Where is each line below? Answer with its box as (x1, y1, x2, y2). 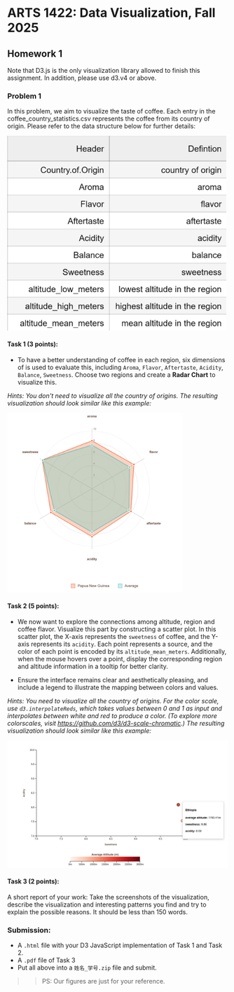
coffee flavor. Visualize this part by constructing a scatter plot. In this (17, 625, 216, 633)
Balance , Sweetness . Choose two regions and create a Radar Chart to (17, 371, 216, 379)
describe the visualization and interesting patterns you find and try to (7, 900, 207, 909)
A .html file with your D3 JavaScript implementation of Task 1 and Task (17, 941, 223, 950)
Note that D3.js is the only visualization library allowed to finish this (7, 67, 200, 74)
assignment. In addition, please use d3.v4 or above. (7, 74, 157, 82)
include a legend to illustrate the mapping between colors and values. (17, 683, 219, 691)
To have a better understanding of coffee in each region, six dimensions (17, 356, 226, 364)
